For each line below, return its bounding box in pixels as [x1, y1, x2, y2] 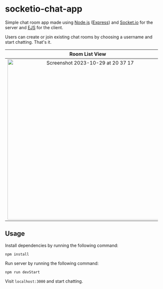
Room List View [69, 50, 106, 57]
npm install [5, 252, 29, 257]
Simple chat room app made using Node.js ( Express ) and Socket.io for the [5, 19, 153, 25]
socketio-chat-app [5, 3, 82, 15]
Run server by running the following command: [5, 260, 99, 266]
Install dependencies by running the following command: [5, 242, 119, 248]
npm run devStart [5, 270, 40, 274]
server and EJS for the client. [5, 24, 64, 30]
